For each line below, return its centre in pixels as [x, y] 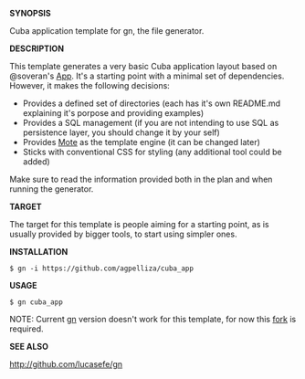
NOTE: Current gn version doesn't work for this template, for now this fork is [153, 319]
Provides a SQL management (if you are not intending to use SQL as [151, 123]
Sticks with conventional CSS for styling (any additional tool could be [152, 152]
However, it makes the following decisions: [90, 85]
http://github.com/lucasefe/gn [66, 364]
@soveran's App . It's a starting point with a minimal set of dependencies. [147, 76]
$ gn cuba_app [37, 302]
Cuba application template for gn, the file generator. [107, 31]
